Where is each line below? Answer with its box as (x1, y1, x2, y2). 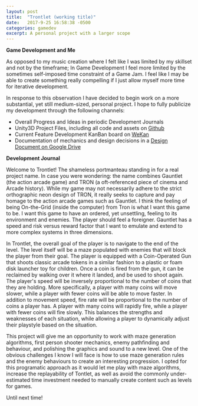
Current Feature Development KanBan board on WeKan (14, 131, 149, 138)
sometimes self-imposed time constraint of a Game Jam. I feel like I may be (6, 71, 189, 78)
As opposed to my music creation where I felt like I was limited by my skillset (6, 58, 192, 65)
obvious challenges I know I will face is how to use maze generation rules (6, 351, 184, 359)
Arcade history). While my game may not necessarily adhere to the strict (6, 185, 182, 192)
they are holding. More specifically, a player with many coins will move (6, 284, 177, 291)
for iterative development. (6, 83, 69, 90)
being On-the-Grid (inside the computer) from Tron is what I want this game (6, 204, 190, 211)
